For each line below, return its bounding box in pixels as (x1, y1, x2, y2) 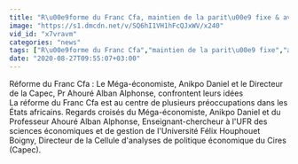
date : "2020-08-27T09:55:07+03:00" (9, 54, 141, 63)
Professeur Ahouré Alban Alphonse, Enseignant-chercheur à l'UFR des (9, 116, 268, 127)
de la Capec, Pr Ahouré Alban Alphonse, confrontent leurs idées (9, 88, 244, 98)
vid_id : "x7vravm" (9, 29, 77, 38)
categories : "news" (9, 37, 82, 47)
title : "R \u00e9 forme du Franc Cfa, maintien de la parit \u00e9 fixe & (9, 12, 279, 22)
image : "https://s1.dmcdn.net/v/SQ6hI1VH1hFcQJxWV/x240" (9, 21, 224, 30)
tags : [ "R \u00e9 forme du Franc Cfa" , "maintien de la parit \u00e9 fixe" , (9, 46, 284, 55)
